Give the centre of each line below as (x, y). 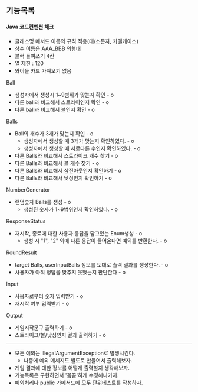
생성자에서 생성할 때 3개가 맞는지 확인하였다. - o (79, 141)
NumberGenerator (28, 189)
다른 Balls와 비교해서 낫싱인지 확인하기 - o (63, 178)
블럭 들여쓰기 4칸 (34, 56)
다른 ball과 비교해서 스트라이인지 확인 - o (62, 102)
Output (14, 315)
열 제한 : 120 (29, 63)
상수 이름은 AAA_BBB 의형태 (48, 48)
